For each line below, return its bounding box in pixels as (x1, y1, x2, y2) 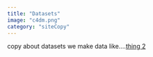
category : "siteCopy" (7, 23, 70, 30)
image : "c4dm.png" (7, 17, 61, 24)
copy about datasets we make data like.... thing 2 (7, 42, 146, 51)
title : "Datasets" (7, 10, 61, 17)
